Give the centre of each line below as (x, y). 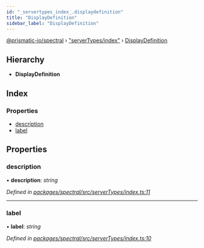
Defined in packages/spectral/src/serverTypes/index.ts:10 (79, 238)
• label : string (24, 226)
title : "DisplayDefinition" (42, 18)
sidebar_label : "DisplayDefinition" (53, 23)
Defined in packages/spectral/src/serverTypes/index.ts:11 (78, 191)
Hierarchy (25, 59)
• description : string (32, 180)
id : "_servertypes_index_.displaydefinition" (65, 12)
